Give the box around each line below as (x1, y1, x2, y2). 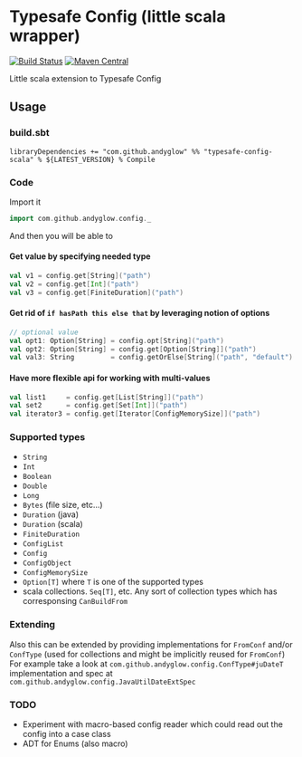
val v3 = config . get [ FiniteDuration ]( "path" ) (9, 288, 184, 297)
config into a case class (22, 729, 111, 740)
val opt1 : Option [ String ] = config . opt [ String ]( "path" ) (9, 336, 224, 345)
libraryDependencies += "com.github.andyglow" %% (9, 147, 201, 156)
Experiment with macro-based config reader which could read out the (22, 719, 283, 730)
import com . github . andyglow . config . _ (9, 214, 152, 223)
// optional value (9, 328, 79, 337)
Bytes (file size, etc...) (22, 500, 103, 511)
